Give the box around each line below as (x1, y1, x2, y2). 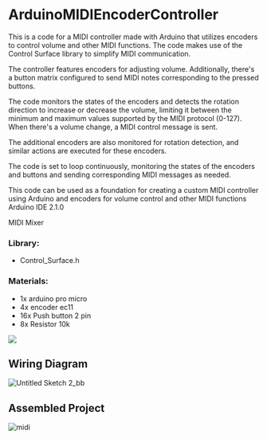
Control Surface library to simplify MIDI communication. (8, 49, 191, 58)
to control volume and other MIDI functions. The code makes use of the (8, 40, 243, 49)
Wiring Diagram (8, 357, 88, 370)
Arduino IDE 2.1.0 (8, 202, 65, 212)
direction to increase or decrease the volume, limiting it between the (8, 105, 233, 115)
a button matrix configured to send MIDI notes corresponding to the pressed (8, 73, 259, 82)
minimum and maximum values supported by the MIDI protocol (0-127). (8, 113, 242, 123)
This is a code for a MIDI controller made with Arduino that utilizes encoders (8, 32, 258, 41)
